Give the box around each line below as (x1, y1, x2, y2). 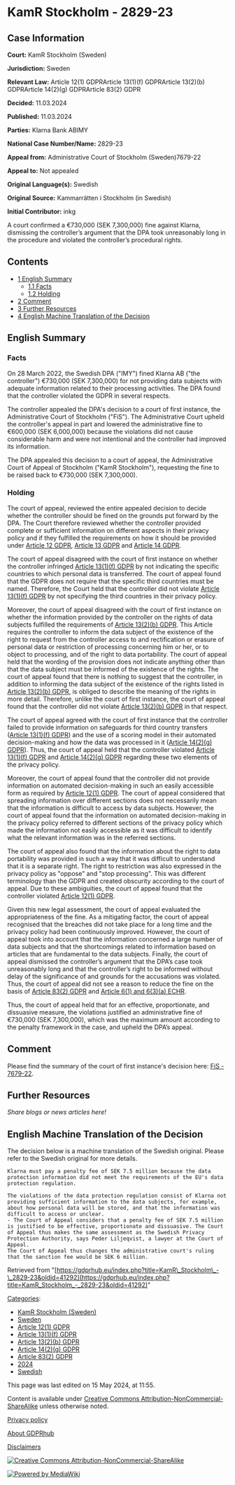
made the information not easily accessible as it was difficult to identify (7, 825, 212, 834)
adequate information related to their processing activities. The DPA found (7, 384, 221, 392)
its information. (7, 442, 51, 450)
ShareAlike (7, 1402, 38, 1411)
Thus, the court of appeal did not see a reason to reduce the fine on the (7, 979, 214, 988)
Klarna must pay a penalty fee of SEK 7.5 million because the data (7, 1168, 211, 1175)
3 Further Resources (17, 304, 77, 312)
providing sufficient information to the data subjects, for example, (7, 1199, 218, 1206)
